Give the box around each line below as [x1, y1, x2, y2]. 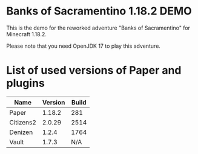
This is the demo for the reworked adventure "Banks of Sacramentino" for [6, 24, 191, 31]
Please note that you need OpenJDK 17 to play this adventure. [6, 42, 160, 50]
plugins [6, 77, 45, 90]
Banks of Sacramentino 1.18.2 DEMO [6, 4, 192, 18]
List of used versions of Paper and [6, 63, 182, 77]
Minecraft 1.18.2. [6, 30, 47, 37]
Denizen [9, 128, 33, 136]
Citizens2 [9, 118, 36, 126]
